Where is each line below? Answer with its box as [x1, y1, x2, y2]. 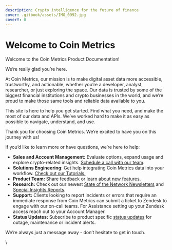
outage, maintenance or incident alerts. [12, 219, 96, 226]
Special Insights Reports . [12, 187, 66, 193]
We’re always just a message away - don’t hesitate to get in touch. [5, 229, 145, 236]
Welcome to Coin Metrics [5, 39, 116, 51]
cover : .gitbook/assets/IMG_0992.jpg [5, 12, 86, 17]
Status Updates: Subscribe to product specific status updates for [12, 214, 152, 220]
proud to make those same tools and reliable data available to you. [5, 98, 145, 104]
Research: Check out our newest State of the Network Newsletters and [12, 181, 164, 187]
